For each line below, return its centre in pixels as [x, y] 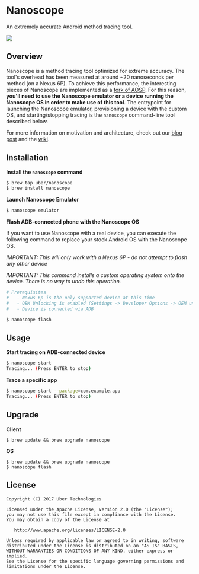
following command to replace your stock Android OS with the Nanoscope [97, 240]
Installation [27, 158]
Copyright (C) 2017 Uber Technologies [54, 499]
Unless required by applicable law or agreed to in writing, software [95, 540]
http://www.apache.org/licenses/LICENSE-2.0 [70, 530]
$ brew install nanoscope [38, 188]
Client [14, 429]
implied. [17, 556]
